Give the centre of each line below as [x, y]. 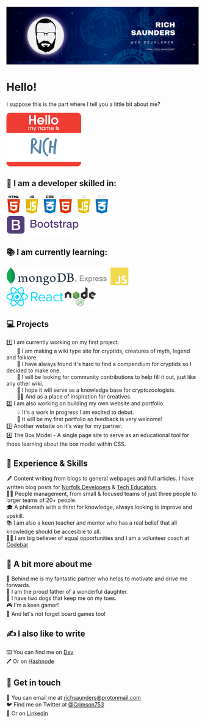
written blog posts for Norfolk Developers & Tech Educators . [82, 487]
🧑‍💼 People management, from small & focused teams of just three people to [102, 494]
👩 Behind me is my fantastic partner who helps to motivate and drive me [97, 579]
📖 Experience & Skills [47, 463]
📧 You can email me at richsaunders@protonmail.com [74, 697]
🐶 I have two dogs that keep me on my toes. [62, 598]
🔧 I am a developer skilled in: [62, 183]
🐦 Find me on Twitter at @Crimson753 [55, 704]
